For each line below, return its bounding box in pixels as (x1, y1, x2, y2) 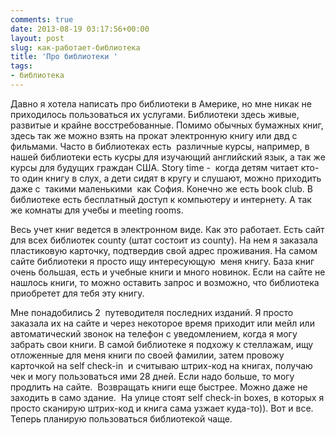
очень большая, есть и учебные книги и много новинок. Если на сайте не (10, 266, 326, 278)
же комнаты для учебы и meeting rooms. (10, 204, 184, 216)
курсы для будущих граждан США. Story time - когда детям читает (10, 161, 299, 173)
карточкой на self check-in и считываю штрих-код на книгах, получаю (10, 359, 313, 371)
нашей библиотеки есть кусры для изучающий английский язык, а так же (10, 151, 326, 163)
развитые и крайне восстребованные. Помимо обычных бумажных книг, (10, 119, 324, 131)
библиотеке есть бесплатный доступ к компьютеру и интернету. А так (10, 193, 312, 205)
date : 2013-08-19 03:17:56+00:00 (10, 24, 150, 34)
